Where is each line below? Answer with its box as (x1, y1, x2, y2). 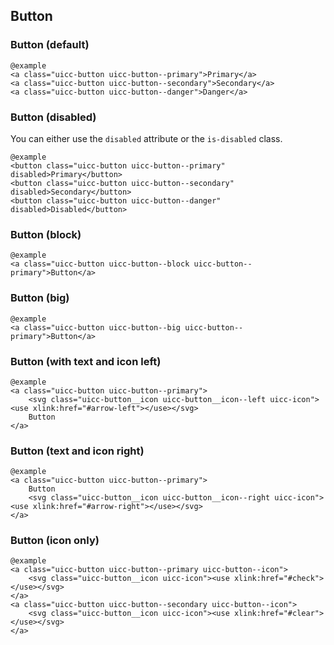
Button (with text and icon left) (10, 354, 162, 368)
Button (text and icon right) (10, 444, 145, 458)
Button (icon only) (10, 534, 100, 548)
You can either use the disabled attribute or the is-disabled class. (10, 132, 283, 144)
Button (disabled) (10, 110, 97, 124)
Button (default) (10, 38, 90, 52)
